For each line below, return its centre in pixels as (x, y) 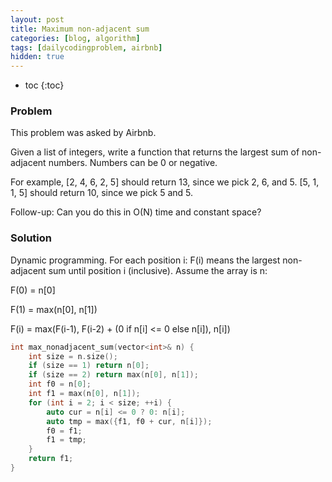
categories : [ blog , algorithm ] (75, 38)
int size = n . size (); (73, 356)
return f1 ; (51, 459)
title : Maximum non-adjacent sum (80, 29)
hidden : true (37, 57)
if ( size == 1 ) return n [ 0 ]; (89, 366)
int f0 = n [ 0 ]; (60, 384)
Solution (31, 238)
